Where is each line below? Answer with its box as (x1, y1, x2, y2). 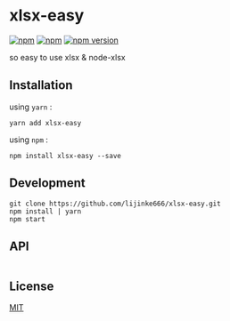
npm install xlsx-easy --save (9, 151, 122, 160)
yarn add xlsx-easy (9, 118, 82, 127)
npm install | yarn (9, 206, 82, 216)
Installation (9, 77, 73, 93)
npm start (9, 214, 46, 223)
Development (9, 175, 86, 191)
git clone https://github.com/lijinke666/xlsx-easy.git (9, 199, 221, 208)
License (9, 278, 54, 293)
